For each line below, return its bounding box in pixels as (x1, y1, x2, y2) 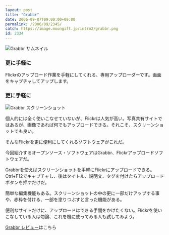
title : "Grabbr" (5, 12, 39, 17)
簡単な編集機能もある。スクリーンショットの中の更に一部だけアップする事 (5, 190, 160, 196)
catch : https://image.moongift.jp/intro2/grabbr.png (5, 26, 119, 31)
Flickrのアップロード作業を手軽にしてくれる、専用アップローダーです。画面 (5, 72, 161, 78)
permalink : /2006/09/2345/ (5, 21, 62, 27)
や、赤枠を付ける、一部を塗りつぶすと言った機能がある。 (5, 196, 125, 203)
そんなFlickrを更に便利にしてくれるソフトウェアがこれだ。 (5, 139, 127, 145)
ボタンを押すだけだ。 (5, 179, 49, 185)
